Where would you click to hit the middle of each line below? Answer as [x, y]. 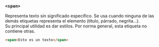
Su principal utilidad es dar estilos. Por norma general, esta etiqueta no [76, 26]
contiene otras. [20, 31]
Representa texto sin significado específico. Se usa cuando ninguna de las [80, 16]
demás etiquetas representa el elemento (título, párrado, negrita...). [72, 21]
